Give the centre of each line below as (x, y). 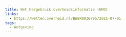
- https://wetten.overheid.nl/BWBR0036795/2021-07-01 (65, 18)
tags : (10, 23)
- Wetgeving (22, 27)
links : (12, 14)
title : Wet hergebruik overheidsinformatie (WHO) (57, 9)
